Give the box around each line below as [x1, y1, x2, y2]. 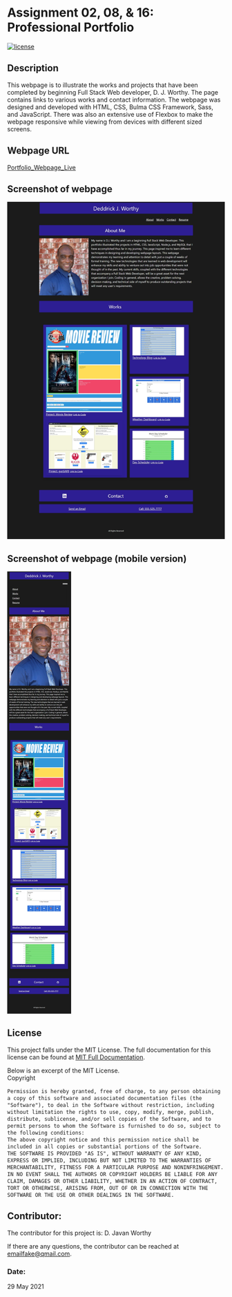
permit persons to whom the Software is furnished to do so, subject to [7, 1122, 221, 1129]
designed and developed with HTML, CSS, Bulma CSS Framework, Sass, [7, 102, 214, 111]
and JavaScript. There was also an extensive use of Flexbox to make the [7, 110, 213, 118]
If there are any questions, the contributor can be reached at [7, 1242, 180, 1250]
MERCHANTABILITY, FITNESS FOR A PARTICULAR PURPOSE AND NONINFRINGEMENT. [7, 1164, 224, 1171]
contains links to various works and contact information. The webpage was [7, 95, 221, 104]
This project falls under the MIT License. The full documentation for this [7, 1045, 211, 1054]
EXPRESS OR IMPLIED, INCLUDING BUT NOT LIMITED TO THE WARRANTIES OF [7, 1157, 212, 1164]
